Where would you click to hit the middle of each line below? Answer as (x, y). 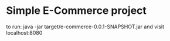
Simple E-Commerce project (76, 11)
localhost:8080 (24, 32)
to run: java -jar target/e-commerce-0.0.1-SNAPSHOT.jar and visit (85, 27)
